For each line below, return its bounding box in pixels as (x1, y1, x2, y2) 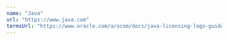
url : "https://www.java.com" (6, 16, 90, 23)
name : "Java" (6, 9, 44, 17)
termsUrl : (6, 22, 35, 29)
